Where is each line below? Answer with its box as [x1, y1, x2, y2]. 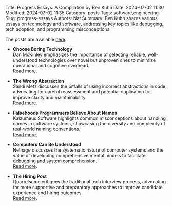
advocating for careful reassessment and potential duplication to [12, 89, 150, 95]
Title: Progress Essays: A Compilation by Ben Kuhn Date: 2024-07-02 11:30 [5, 5, 164, 10]
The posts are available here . [5, 36, 67, 42]
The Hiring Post [12, 173, 47, 179]
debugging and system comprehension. [12, 158, 98, 164]
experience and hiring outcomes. [12, 190, 83, 196]
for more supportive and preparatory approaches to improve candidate [12, 184, 163, 190]
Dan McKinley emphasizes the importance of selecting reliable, [12, 51, 147, 58]
